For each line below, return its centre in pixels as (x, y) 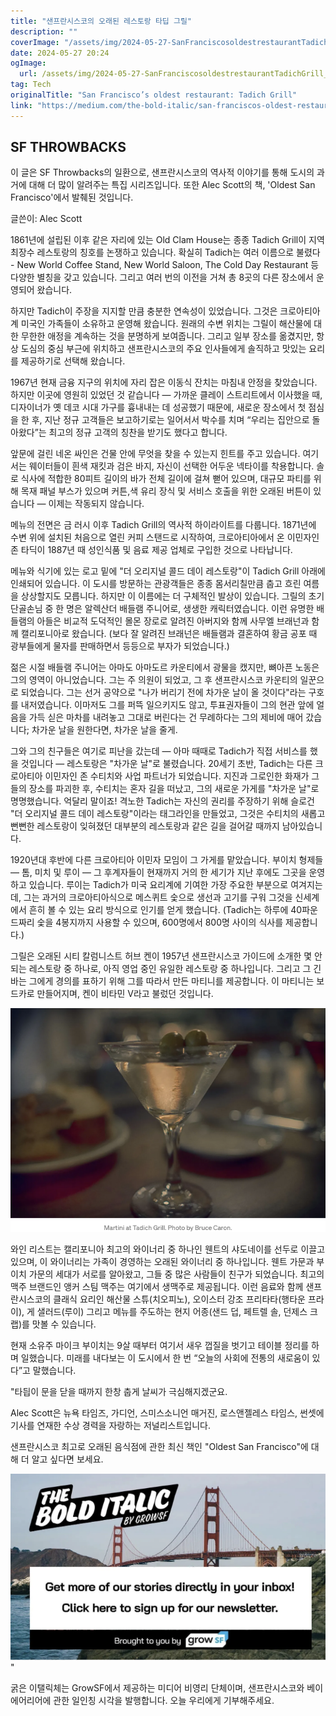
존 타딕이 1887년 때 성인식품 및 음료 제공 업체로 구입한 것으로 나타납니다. (151, 550)
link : (21, 105)
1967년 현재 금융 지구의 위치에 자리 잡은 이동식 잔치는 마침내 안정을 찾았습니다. (164, 382)
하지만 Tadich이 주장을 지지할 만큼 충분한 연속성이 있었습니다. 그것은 (144, 311)
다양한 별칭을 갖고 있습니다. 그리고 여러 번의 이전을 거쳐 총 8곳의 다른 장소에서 (162, 277)
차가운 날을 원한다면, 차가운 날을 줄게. (104, 730)
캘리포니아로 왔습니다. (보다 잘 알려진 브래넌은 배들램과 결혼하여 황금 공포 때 (169, 634)
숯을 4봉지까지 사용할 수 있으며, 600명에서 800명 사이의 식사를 (160, 922)
